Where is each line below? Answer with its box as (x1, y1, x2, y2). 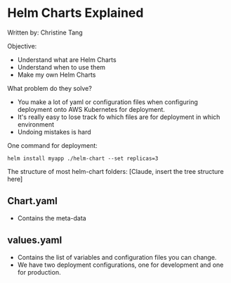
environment (17, 120, 55, 128)
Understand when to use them (17, 63, 106, 71)
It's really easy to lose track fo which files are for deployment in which (17, 113, 220, 121)
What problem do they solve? (7, 84, 93, 92)
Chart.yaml (7, 195, 58, 207)
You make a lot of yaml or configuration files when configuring (17, 97, 199, 106)
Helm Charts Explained (7, 5, 144, 21)
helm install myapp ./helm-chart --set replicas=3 (7, 155, 159, 162)
